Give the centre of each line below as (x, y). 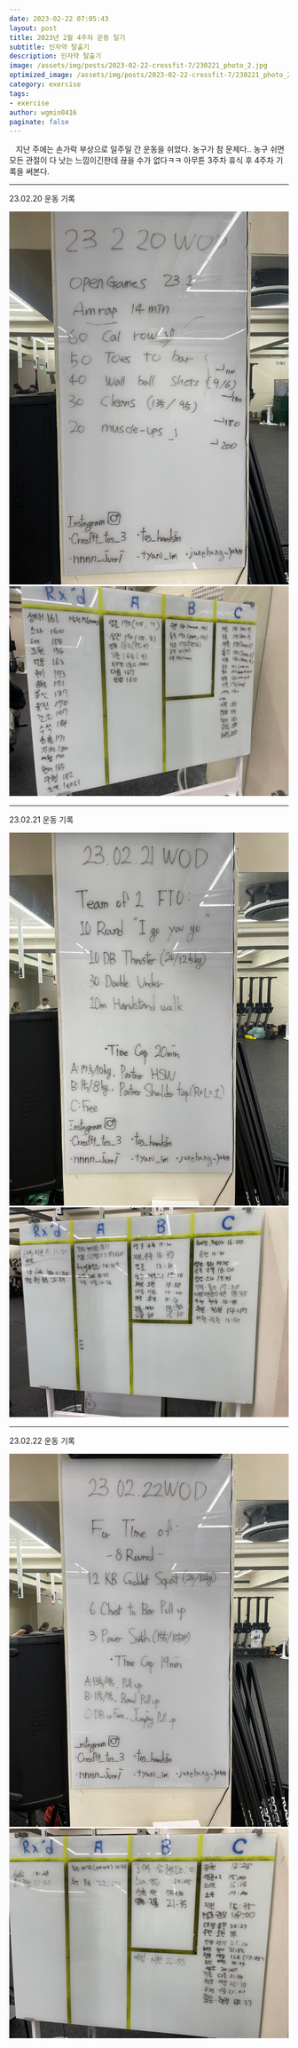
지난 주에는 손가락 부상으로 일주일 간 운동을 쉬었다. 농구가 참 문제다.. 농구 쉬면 (150, 149)
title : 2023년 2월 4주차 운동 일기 (67, 37)
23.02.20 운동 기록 (42, 199)
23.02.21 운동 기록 (41, 820)
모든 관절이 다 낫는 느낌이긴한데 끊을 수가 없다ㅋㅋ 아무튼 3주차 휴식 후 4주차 (142, 161)
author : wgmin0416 (43, 112)
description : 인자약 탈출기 (55, 56)
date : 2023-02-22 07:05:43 (59, 19)
